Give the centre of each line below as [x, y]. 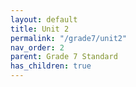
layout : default [44, 19]
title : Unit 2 [40, 29]
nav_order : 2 [37, 47]
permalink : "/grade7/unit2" [69, 38]
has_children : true [51, 66]
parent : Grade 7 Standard [64, 57]
